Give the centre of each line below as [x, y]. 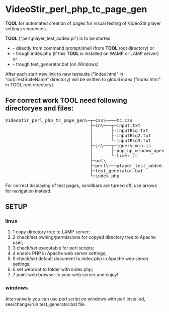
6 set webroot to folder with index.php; [53, 269]
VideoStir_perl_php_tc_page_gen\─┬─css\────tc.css [69, 120]
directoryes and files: [39, 109]
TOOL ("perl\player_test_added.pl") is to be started [58, 38]
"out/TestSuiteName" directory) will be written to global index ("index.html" [83, 79]
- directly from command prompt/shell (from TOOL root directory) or [83, 48]
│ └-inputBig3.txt [120, 140]
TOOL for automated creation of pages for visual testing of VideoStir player [83, 23]
